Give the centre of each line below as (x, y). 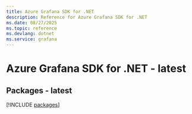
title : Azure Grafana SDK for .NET (50, 12)
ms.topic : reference (32, 28)
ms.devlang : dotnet (30, 34)
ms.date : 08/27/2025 (32, 23)
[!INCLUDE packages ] (33, 105)
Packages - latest (39, 91)
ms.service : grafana (32, 39)
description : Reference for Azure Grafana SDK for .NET (77, 17)
